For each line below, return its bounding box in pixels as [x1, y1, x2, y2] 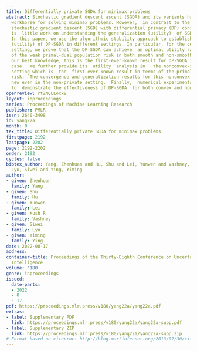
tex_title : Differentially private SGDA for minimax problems [6, 129, 161, 135]
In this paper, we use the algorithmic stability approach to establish [11, 36, 193, 42]
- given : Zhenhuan [6, 178, 51, 184]
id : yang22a [6, 118, 35, 124]
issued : [6, 276, 25, 282]
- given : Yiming [6, 232, 46, 238]
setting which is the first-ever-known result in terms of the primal [11, 69, 193, 75]
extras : [6, 309, 25, 315]
